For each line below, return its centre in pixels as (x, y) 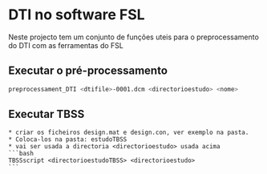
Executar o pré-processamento (88, 71)
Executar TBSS (47, 114)
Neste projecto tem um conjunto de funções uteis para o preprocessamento (133, 37)
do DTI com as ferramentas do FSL (66, 45)
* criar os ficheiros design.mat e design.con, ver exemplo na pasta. (129, 133)
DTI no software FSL (77, 15)
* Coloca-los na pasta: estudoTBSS (68, 140)
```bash (21, 154)
